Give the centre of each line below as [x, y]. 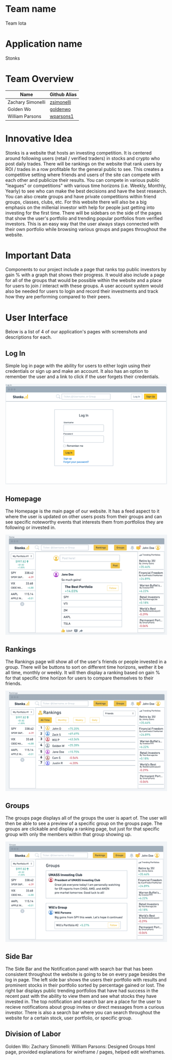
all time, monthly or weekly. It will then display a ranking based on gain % [83, 672]
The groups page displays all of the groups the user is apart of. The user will [86, 818]
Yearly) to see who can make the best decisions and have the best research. [86, 191]
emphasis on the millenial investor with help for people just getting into [80, 207]
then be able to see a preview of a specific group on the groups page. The [84, 824]
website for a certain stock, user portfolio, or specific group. [69, 1018]
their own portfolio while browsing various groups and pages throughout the [86, 229]
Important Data [38, 255]
